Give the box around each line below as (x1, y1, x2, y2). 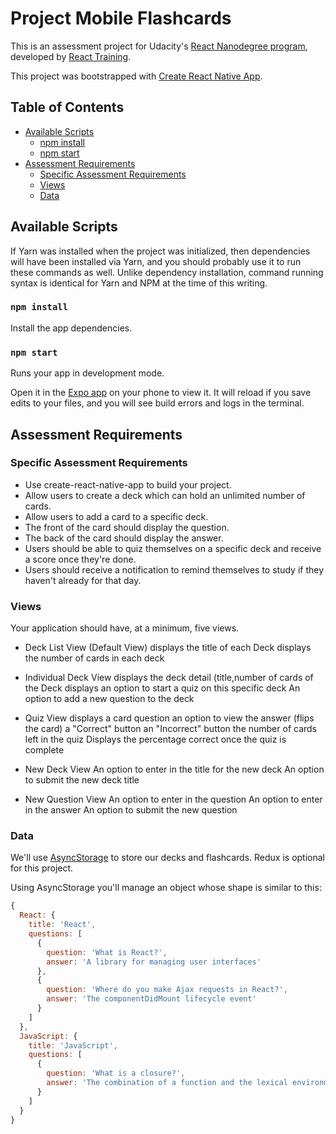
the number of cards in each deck (24, 652, 165, 664)
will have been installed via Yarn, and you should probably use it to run (10, 255, 302, 267)
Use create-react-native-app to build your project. (24, 478, 232, 491)
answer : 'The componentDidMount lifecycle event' (46, 994, 257, 1004)
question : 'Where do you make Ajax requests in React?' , (46, 985, 288, 995)
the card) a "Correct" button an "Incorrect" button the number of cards (24, 723, 317, 735)
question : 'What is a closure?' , (46, 1068, 186, 1079)
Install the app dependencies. (10, 322, 133, 334)
